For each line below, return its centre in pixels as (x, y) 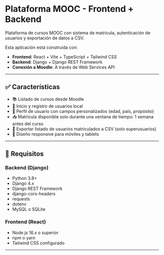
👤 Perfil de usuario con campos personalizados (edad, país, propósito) (83, 111)
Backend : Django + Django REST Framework (57, 62)
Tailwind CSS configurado (38, 243)
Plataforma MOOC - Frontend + (70, 9)
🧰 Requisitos (24, 154)
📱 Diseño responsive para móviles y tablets (55, 134)
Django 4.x (23, 183)
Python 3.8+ (25, 178)
